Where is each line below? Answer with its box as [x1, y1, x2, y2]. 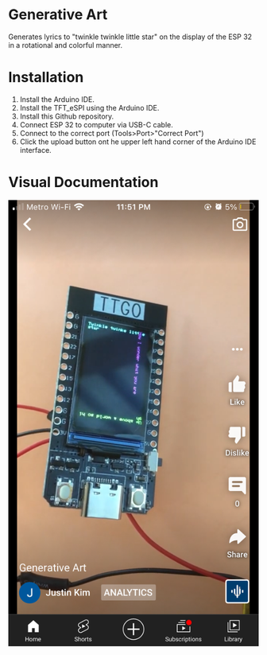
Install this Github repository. [19, 111, 114, 121]
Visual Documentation [8, 173, 159, 192]
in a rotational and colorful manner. [8, 40, 123, 49]
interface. [19, 145, 52, 154]
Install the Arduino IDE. [19, 94, 95, 104]
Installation [8, 68, 84, 87]
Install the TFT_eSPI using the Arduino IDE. [19, 103, 160, 112]
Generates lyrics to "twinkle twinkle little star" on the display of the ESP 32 [8, 32, 253, 41]
